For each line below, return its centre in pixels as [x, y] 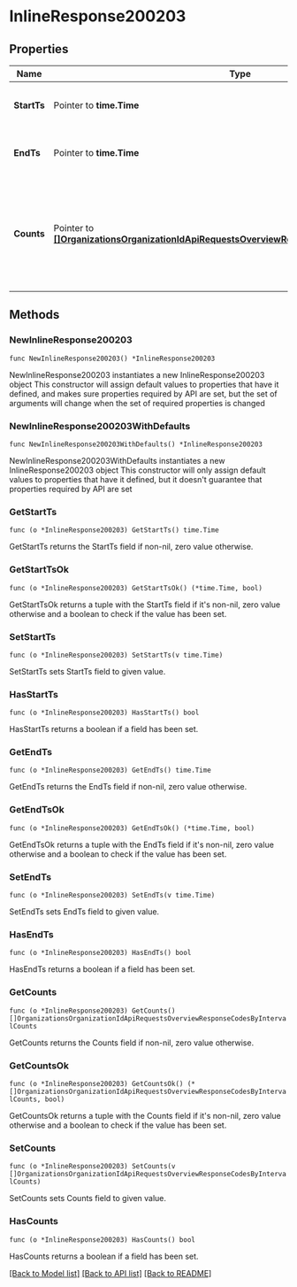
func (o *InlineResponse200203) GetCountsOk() [96, 1083]
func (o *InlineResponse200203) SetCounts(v [92, 1167]
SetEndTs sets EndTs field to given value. [84, 912]
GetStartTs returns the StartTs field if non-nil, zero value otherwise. [131, 547]
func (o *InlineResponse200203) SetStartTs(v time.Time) [116, 655]
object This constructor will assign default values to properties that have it [144, 384]
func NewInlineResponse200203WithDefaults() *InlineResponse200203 [136, 444]
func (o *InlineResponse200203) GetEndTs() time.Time [110, 771]
